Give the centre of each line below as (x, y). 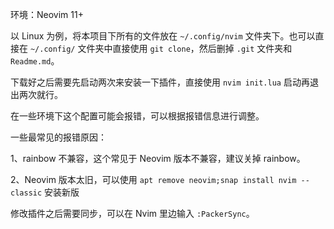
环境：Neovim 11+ (47, 14)
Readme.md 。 (35, 61)
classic (26, 193)
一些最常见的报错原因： (58, 137)
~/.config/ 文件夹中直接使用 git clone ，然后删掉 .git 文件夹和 (161, 48)
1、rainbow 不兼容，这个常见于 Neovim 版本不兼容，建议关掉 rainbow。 (158, 158)
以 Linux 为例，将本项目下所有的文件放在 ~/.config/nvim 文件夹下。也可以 (163, 36)
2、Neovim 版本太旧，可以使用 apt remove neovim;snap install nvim (153, 179)
